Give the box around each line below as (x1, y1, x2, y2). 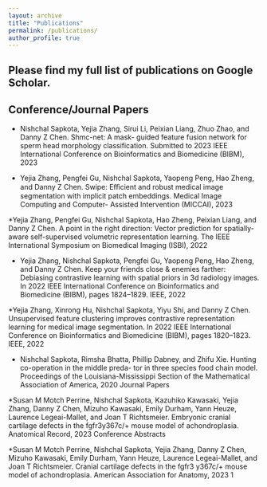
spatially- (223, 224, 255, 234)
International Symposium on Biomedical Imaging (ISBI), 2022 (8, 241, 208, 250)
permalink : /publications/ (8, 26, 98, 34)
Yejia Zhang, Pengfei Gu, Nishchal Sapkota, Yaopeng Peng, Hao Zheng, (19, 173, 255, 183)
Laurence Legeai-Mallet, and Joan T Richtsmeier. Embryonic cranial (8, 412, 231, 422)
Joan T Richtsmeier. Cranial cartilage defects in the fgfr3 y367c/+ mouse (8, 461, 248, 471)
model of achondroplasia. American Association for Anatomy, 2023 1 (8, 470, 234, 480)
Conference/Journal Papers (8, 103, 149, 116)
